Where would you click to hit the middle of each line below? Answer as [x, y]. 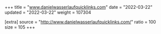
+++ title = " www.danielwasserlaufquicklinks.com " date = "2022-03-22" [79, 7]
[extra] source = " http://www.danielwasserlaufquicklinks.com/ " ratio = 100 [80, 22]
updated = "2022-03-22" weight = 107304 [48, 12]
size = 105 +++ [20, 27]
